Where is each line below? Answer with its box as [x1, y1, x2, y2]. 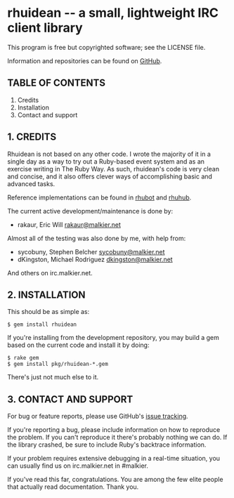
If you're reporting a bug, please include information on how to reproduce [7, 426, 221, 434]
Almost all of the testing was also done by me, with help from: [7, 234, 186, 242]
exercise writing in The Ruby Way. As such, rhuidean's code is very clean [7, 164, 220, 173]
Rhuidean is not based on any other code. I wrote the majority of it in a [7, 150, 211, 158]
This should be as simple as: [7, 308, 90, 316]
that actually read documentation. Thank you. [7, 483, 139, 491]
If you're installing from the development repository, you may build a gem [7, 334, 219, 342]
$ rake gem [7, 355, 39, 362]
